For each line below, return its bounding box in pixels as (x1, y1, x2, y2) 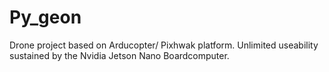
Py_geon (9, 6, 82, 29)
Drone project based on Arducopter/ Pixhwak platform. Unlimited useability (9, 39, 319, 51)
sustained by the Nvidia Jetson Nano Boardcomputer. (9, 49, 230, 61)
